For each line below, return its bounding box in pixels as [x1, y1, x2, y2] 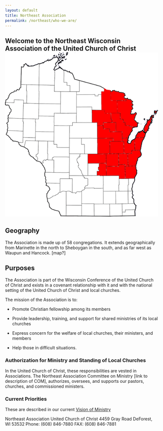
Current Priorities [5, 395, 47, 402]
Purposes [5, 264, 35, 272]
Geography [5, 227, 40, 235]
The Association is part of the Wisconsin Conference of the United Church [5, 277, 154, 283]
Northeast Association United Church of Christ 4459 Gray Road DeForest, [5, 416, 153, 422]
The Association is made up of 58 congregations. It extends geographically [5, 239, 155, 245]
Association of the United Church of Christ [5, 44, 136, 53]
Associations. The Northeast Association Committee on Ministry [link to [5, 373, 148, 379]
